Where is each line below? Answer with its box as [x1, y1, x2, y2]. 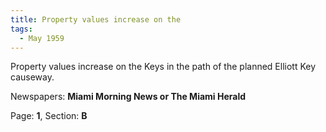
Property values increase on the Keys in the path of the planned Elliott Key [10, 61, 317, 73]
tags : [10, 24, 33, 34]
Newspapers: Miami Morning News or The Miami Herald [10, 91, 247, 103]
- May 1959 [19, 33, 65, 43]
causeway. [10, 71, 55, 83]
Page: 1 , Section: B [10, 110, 88, 122]
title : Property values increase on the [10, 14, 182, 25]
